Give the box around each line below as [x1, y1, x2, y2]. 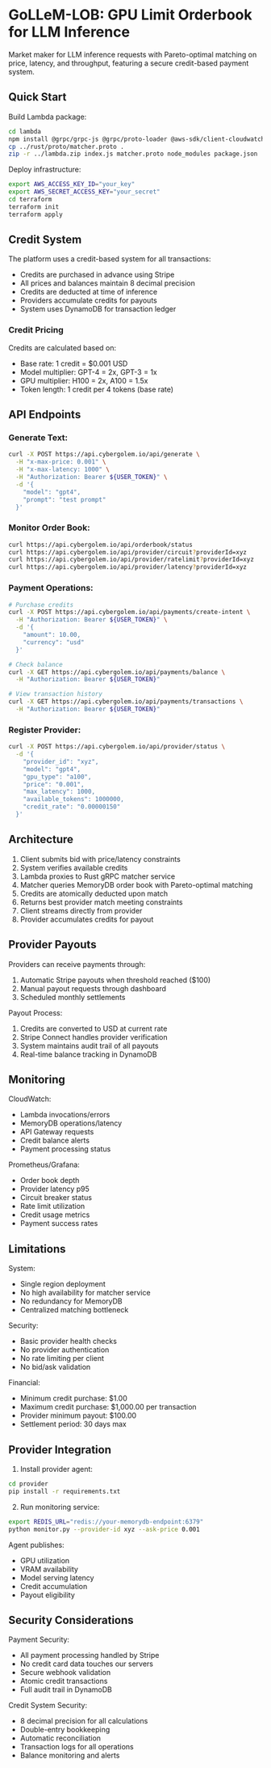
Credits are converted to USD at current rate [19, 1024, 168, 1033]
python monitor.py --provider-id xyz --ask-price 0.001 [8, 1525, 200, 1533]
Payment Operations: [8, 583, 94, 594]
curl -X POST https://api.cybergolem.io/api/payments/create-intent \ [8, 608, 251, 617]
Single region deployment [19, 1279, 106, 1289]
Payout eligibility [19, 1590, 75, 1600]
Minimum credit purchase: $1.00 [19, 1393, 127, 1403]
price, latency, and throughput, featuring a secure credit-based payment [8, 58, 249, 68]
